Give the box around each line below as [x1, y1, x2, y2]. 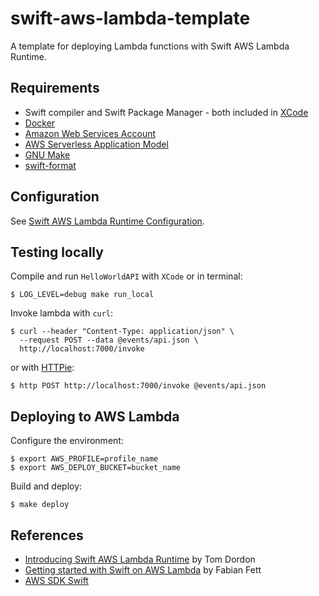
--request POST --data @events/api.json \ [19, 335, 199, 346]
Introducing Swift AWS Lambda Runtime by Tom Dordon [24, 553, 256, 565]
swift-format [24, 159, 77, 171]
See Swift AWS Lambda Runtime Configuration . [10, 215, 205, 227]
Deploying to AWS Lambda [10, 408, 180, 425]
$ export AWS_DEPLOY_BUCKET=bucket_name [10, 463, 182, 473]
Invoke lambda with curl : [10, 307, 114, 319]
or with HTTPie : [10, 362, 75, 374]
